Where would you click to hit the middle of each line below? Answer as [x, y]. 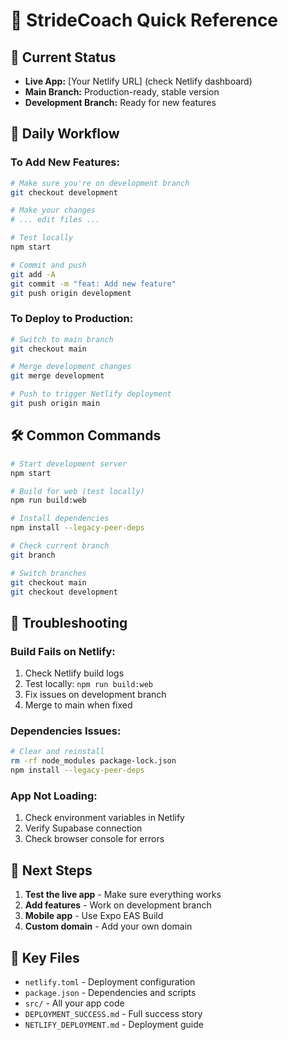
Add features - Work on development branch [118, 905]
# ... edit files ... [55, 220]
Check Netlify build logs [74, 673]
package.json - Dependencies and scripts [110, 992]
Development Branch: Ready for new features [120, 102]
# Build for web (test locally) [77, 491]
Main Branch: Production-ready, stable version [122, 92]
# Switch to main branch [62, 339]
